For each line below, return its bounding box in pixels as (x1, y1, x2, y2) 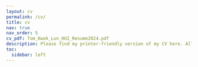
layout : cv (6, 8, 33, 15)
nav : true (6, 24, 31, 31)
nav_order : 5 (6, 30, 38, 36)
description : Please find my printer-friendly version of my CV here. (6, 41, 183, 47)
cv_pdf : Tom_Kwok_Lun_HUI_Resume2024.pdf (6, 36, 110, 41)
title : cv (6, 19, 31, 25)
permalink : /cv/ (6, 14, 46, 20)
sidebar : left (11, 52, 46, 58)
